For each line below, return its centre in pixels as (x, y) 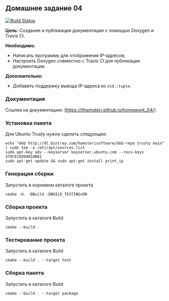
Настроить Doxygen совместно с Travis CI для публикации (76, 61)
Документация (25, 99)
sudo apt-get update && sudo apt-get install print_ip (64, 161)
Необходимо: (20, 46)
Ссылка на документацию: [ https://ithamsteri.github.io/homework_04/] (80, 110)
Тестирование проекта (35, 240)
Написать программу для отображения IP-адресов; (69, 55)
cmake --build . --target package (42, 293)
